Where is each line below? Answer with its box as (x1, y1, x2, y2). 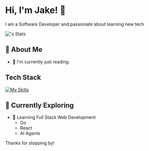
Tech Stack (5, 73, 41, 82)
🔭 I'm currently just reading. (12, 59, 70, 65)
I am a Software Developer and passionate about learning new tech (5, 21, 144, 27)
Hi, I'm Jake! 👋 (5, 5, 66, 16)
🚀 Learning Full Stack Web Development (12, 114, 96, 120)
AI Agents (20, 130, 41, 136)
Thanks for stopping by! (5, 140, 55, 146)
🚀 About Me (5, 45, 43, 54)
